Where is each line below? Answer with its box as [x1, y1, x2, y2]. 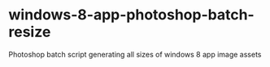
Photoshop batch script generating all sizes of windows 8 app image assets [8, 49, 262, 59]
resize [8, 23, 51, 41]
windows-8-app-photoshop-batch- [8, 6, 255, 24]
